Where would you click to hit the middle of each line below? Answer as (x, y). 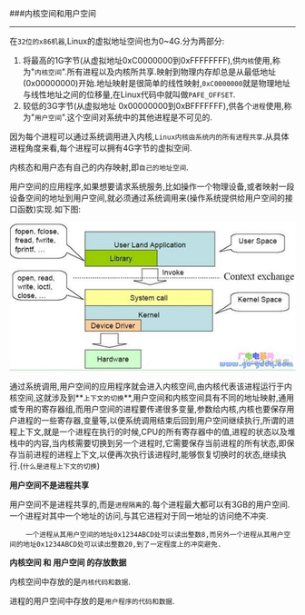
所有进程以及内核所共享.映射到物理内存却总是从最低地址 (172, 72)
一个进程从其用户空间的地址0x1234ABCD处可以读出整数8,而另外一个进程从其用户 (155, 535)
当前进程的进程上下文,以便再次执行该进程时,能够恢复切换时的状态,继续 (148, 455)
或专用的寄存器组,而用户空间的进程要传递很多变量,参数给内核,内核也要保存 (148, 409)
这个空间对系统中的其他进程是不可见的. (140, 117)
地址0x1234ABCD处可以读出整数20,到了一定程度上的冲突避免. (122, 545)
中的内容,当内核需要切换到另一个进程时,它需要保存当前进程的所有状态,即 (152, 443)
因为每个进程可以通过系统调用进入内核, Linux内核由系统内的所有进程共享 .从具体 (149, 136)
